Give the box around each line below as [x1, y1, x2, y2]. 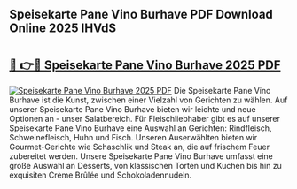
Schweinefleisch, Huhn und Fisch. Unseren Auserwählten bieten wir [9, 132, 258, 142]
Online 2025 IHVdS [9, 21, 117, 36]
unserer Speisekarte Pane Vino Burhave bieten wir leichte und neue [9, 104, 256, 114]
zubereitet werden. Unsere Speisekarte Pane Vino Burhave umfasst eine [9, 151, 273, 162]
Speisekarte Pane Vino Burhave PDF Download [9, 7, 273, 22]
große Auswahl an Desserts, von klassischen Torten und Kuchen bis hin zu [9, 161, 282, 170]
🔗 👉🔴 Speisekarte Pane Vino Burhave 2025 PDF [9, 57, 281, 72]
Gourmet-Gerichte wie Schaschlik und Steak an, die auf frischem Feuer [9, 141, 270, 152]
